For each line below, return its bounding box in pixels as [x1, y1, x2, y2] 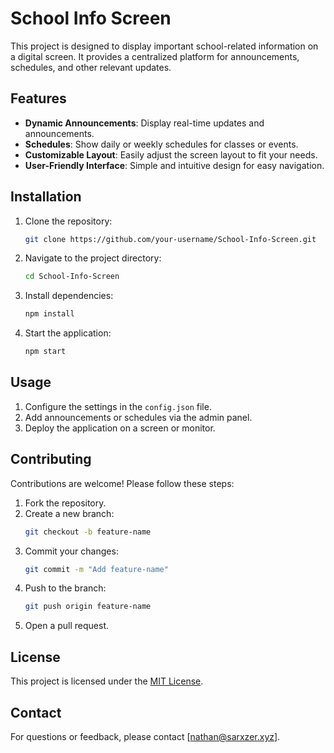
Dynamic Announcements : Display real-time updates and [24, 117, 265, 129]
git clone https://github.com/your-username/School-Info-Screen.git [24, 234, 317, 244]
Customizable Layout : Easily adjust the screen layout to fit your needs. [24, 148, 318, 161]
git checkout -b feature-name [24, 527, 152, 537]
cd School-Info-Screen [24, 272, 120, 282]
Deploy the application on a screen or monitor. [24, 422, 216, 434]
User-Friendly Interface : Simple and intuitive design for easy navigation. [24, 159, 325, 171]
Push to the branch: [24, 582, 107, 594]
